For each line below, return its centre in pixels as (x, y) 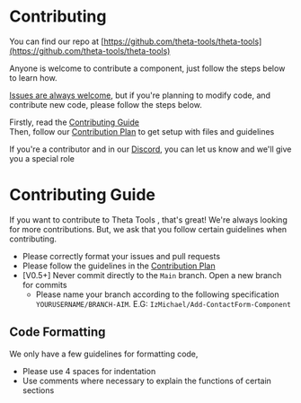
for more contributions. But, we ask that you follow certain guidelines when (148, 229)
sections (38, 390)
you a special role (42, 158)
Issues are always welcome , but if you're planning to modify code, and (140, 95)
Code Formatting (58, 333)
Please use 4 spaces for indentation (89, 371)
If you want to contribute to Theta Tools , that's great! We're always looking (148, 219)
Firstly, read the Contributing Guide (74, 122)
